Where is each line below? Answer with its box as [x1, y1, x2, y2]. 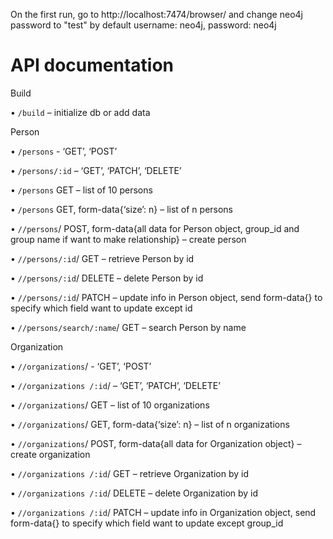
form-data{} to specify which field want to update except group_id [10, 517, 284, 529]
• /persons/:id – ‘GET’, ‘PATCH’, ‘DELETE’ [10, 164, 182, 176]
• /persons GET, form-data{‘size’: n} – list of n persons [10, 203, 234, 215]
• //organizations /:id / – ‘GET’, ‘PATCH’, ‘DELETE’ [10, 379, 221, 391]
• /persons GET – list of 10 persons [10, 184, 153, 196]
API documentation [10, 54, 175, 77]
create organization [10, 448, 91, 460]
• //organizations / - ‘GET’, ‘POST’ [10, 360, 152, 372]
